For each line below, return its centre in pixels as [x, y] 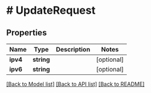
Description [73, 49]
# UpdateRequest [51, 10]
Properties [27, 33]
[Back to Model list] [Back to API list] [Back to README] [75, 84]
